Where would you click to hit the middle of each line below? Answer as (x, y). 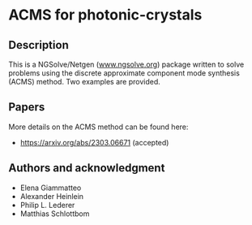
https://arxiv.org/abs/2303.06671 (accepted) (94, 142)
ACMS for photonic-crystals (105, 15)
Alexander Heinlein (51, 196)
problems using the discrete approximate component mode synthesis (124, 73)
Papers (27, 107)
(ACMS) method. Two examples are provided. (84, 82)
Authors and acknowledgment (87, 168)
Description (38, 45)
